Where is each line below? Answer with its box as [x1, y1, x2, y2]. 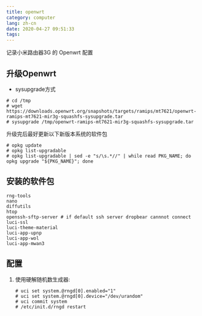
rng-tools [6, 192, 32, 199]
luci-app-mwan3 [6, 240, 45, 246]
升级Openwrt [6, 68, 56, 79]
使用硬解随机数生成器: [15, 275, 70, 283]
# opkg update [6, 142, 42, 149]
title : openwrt [6, 8, 45, 15]
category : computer [6, 15, 56, 21]
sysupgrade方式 [15, 86, 56, 93]
